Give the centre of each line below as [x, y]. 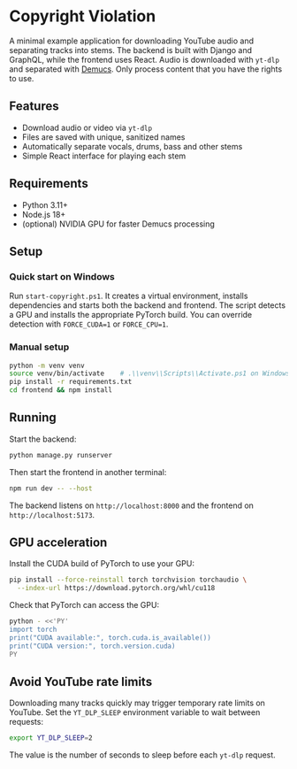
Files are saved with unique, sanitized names [103, 137]
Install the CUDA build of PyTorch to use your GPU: [102, 564]
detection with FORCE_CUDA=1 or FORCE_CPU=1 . [89, 324]
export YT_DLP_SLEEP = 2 [51, 738]
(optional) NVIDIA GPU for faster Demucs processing [118, 224]
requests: [27, 722]
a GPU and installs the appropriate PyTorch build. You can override [131, 315]
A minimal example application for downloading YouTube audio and [132, 41]
